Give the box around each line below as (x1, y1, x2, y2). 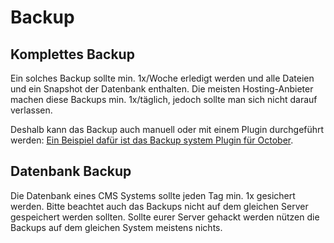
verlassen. (10, 104, 53, 116)
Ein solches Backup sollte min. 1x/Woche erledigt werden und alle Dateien (10, 72, 315, 84)
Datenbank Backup (10, 163, 132, 180)
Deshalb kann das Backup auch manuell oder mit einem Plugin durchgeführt (10, 124, 325, 135)
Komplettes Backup (10, 46, 135, 63)
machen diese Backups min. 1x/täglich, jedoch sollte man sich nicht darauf (10, 94, 318, 105)
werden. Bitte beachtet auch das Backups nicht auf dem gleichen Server (10, 200, 309, 212)
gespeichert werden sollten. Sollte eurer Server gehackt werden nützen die (10, 211, 320, 223)
